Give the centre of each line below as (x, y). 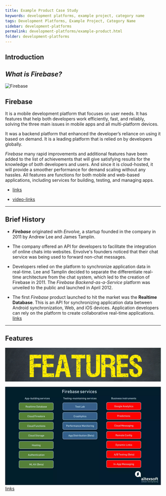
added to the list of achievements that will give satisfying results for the (78, 159)
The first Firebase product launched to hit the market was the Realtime (84, 297)
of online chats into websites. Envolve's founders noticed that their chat (85, 251)
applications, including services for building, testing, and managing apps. (80, 180)
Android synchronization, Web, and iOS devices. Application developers (85, 308)
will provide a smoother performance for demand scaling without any (75, 170)
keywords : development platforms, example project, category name (75, 16)
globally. (14, 144)
